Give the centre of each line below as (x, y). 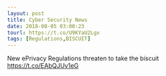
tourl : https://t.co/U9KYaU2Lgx (53, 33)
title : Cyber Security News (48, 20)
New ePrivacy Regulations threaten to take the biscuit (83, 58)
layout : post (26, 13)
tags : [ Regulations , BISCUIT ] (49, 39)
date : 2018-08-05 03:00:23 (46, 26)
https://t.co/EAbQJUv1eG (43, 66)
